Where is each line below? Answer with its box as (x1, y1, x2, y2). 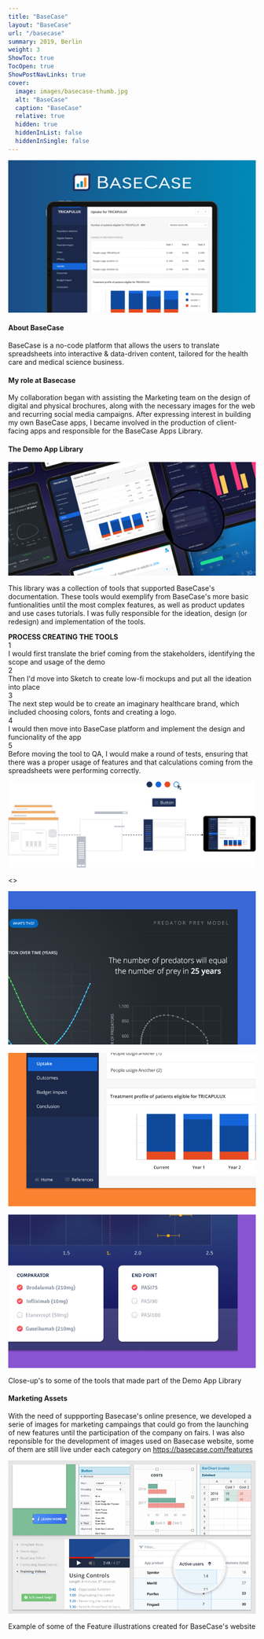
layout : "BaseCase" (8, 20, 72, 29)
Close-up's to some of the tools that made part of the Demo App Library (8, 1376, 242, 1385)
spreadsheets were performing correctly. (8, 765, 141, 775)
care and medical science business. (8, 358, 124, 367)
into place (8, 682, 41, 691)
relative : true (15, 112, 65, 120)
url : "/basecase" (8, 29, 65, 37)
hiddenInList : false (15, 129, 82, 137)
